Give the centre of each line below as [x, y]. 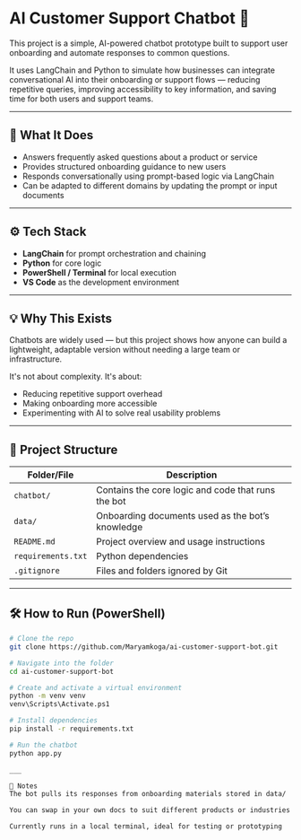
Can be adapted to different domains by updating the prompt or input [150, 185]
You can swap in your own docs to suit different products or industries [150, 810]
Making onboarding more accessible [90, 404]
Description [192, 475]
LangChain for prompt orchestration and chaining [114, 253]
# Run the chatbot [43, 745]
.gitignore [37, 571]
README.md [34, 542]
